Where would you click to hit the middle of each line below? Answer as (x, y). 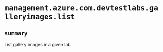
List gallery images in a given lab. (38, 44)
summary (16, 33)
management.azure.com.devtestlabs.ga (81, 8)
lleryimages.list (40, 17)
